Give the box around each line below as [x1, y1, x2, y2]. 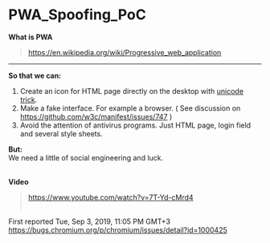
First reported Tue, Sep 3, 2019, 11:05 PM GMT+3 [8, 217, 171, 226]
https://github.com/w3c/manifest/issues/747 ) [19, 111, 173, 121]
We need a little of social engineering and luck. [8, 152, 164, 162]
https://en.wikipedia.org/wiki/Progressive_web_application [27, 47, 222, 57]
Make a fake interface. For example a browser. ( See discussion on [19, 103, 241, 113]
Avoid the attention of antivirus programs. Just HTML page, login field [19, 120, 252, 130]
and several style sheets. [19, 128, 103, 138]
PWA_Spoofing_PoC [8, 6, 146, 24]
